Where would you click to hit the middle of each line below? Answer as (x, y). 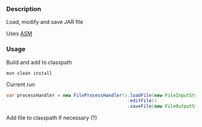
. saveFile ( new (145, 107)
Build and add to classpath (39, 62)
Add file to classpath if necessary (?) (52, 118)
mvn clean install (29, 73)
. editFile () (142, 101)
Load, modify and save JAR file (45, 22)
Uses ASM (19, 34)
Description (24, 9)
